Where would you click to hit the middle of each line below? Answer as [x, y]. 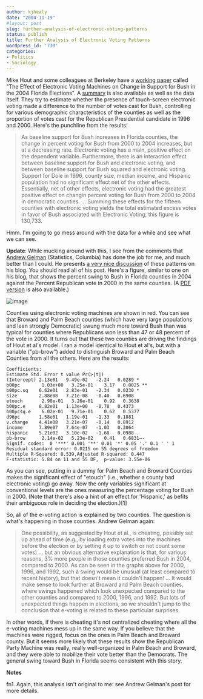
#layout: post [24, 23]
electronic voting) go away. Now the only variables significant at [86, 484]
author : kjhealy [27, 12]
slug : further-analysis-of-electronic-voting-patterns [77, 29]
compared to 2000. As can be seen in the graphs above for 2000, [103, 565]
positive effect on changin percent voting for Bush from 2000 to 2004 [108, 195]
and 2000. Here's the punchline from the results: [67, 125]
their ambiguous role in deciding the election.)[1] [67, 503]
